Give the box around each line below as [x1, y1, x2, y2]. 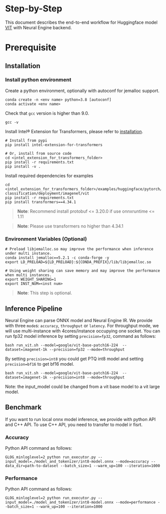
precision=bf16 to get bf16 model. [5, 361, 75, 367]
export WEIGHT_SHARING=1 [5, 277, 56, 282]
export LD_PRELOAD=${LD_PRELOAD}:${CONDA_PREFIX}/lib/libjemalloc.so [5, 260, 152, 265]
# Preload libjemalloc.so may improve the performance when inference [5, 247, 154, 252]
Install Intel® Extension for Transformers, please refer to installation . [5, 128, 143, 134]
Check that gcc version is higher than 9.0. [5, 110, 89, 116]
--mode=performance [115, 500, 156, 505]
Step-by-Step [5, 3, 63, 14]
